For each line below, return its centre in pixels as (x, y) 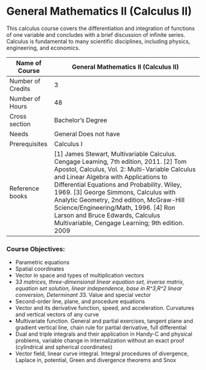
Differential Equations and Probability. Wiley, (118, 184)
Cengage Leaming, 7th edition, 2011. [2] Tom (120, 161)
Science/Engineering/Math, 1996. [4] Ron (115, 207)
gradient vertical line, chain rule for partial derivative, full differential (101, 328)
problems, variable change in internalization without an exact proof (100, 341)
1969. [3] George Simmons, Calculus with (115, 192)
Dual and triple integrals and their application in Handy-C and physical (104, 334)
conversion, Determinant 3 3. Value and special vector (83, 295)
